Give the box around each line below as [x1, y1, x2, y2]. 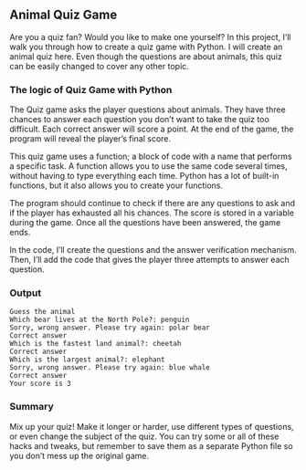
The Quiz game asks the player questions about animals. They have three [9, 104, 286, 115]
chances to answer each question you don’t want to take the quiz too [9, 114, 269, 125]
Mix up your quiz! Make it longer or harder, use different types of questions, [9, 421, 294, 432]
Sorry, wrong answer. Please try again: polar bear [9, 323, 210, 332]
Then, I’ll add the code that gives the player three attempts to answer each [9, 255, 290, 266]
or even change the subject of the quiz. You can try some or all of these [9, 431, 280, 442]
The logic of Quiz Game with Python [9, 83, 173, 96]
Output [9, 287, 42, 299]
